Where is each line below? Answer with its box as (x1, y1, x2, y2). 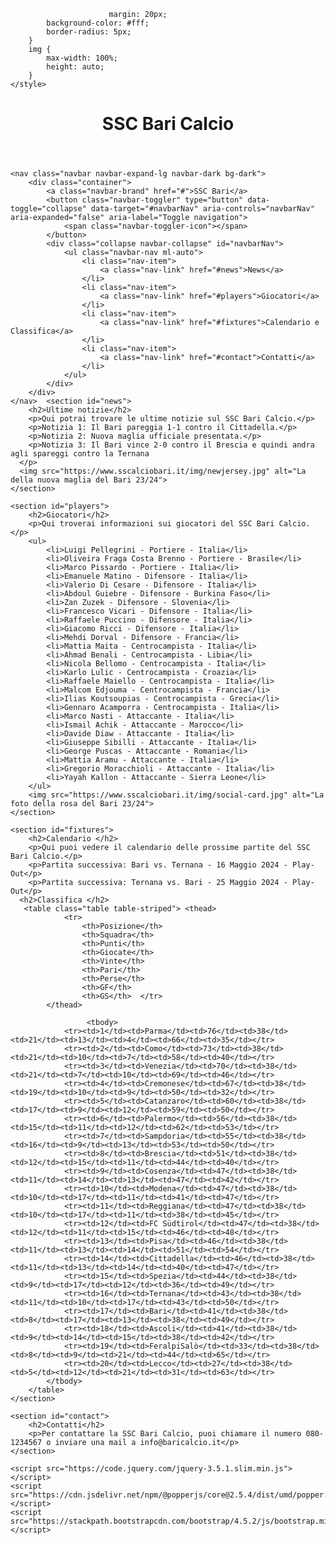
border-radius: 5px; (46, 27, 132, 37)
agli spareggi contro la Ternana (10, 449, 150, 459)
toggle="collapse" (10, 204, 87, 214)
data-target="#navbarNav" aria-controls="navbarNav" (90, 204, 315, 214)
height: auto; (46, 62, 105, 72)
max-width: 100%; (46, 53, 118, 63)
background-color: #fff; (46, 18, 150, 28)
